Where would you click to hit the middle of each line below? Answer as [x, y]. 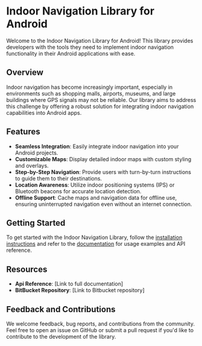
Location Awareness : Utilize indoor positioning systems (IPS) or [95, 185]
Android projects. [36, 153]
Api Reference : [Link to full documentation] [69, 284]
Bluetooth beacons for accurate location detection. [78, 191]
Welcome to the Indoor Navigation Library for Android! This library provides [100, 40]
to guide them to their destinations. [58, 178]
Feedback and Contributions [61, 309]
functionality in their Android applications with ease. [71, 53]
